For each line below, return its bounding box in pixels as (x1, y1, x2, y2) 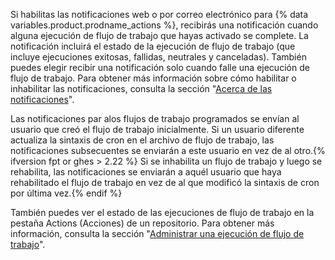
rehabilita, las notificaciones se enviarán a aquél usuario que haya (10, 166, 282, 178)
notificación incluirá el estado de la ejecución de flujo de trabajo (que (10, 40, 296, 52)
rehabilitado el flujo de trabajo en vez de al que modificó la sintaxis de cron (10, 177, 320, 188)
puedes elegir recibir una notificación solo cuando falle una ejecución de (10, 62, 310, 73)
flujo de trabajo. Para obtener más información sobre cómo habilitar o (10, 72, 297, 84)
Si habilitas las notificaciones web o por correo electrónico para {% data (10, 9, 309, 20)
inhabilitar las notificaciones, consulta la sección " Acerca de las (10, 83, 273, 94)
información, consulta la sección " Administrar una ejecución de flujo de (10, 228, 305, 239)
